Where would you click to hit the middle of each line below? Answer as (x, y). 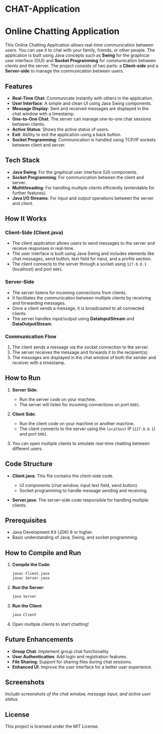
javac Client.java (31, 573)
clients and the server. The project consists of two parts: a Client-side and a (82, 66)
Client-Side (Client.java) (34, 232)
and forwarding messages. (39, 303)
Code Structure (29, 464)
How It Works (26, 219)
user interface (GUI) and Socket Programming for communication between (81, 61)
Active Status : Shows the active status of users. (61, 129)
